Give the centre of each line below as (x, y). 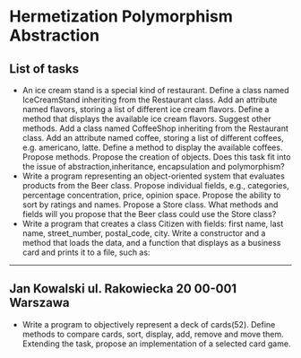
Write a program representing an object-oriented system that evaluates (153, 176)
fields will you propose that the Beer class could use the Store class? (149, 214)
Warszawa (39, 303)
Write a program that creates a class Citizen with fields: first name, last (153, 223)
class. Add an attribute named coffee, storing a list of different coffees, (153, 138)
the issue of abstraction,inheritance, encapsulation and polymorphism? (153, 166)
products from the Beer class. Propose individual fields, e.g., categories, (155, 185)
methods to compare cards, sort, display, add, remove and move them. (153, 334)
